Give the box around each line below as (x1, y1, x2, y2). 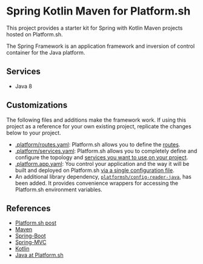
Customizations (6, 100, 68, 110)
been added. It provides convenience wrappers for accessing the (15, 179, 179, 186)
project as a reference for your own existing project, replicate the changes (6, 122, 192, 130)
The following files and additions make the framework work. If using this (6, 116, 187, 124)
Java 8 (15, 82, 32, 90)
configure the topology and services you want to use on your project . (15, 153, 188, 161)
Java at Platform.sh (15, 251, 64, 259)
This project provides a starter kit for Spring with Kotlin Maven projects (6, 24, 183, 31)
